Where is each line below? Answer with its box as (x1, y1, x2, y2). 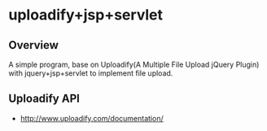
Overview (8, 38, 59, 52)
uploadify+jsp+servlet (8, 6, 164, 24)
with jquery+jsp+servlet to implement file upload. (8, 68, 173, 78)
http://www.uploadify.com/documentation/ (20, 113, 164, 123)
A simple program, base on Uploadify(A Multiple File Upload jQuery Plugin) (8, 59, 260, 69)
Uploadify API (8, 92, 80, 106)
